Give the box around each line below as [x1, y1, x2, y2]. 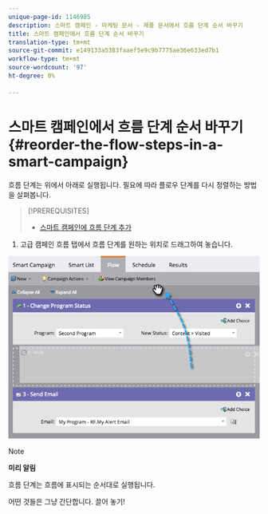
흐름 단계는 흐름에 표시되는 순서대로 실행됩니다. [8, 480, 156, 490]
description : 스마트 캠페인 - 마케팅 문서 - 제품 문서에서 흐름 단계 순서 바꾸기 [8, 21, 243, 30]
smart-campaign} [8, 152, 129, 171]
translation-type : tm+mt [8, 38, 91, 46]
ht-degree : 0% [8, 72, 56, 80]
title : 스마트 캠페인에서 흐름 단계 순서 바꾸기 [8, 30, 144, 38]
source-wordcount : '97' [8, 64, 88, 72]
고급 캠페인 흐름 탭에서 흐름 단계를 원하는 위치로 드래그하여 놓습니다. [19, 239, 233, 249]
